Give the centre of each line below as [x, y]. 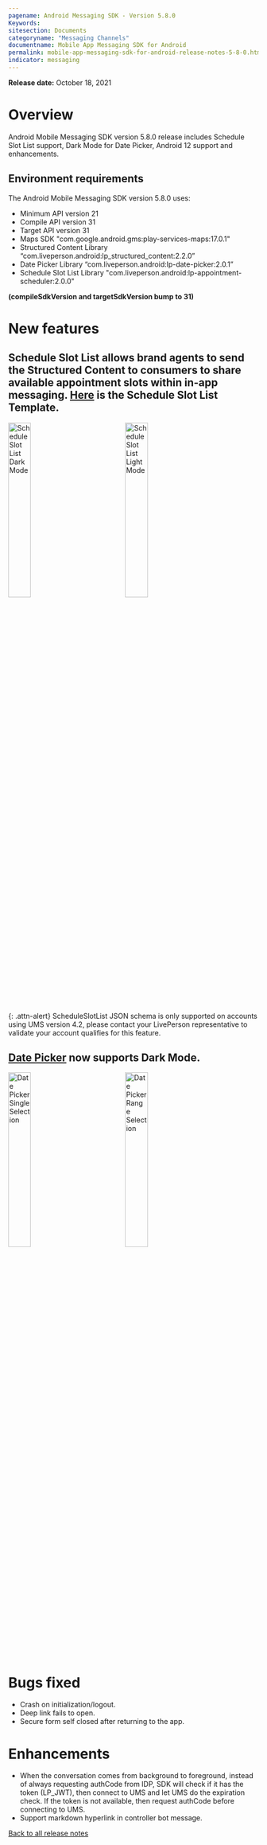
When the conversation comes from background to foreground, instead [136, 1776]
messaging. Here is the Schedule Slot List [113, 395]
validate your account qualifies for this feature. [85, 1032]
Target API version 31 [54, 230]
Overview [41, 115]
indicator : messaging [44, 60]
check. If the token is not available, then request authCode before [127, 1801]
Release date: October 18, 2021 [60, 82]
